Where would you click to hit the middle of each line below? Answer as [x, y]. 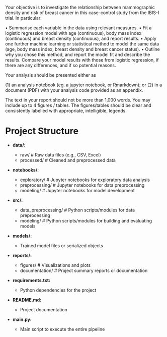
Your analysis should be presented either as [51, 75]
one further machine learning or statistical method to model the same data [82, 44]
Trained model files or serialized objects [61, 245]
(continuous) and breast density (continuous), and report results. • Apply [81, 38]
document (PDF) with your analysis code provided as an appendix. [74, 90]
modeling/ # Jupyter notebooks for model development [77, 190]
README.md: [27, 300]
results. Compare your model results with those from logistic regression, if [82, 60]
